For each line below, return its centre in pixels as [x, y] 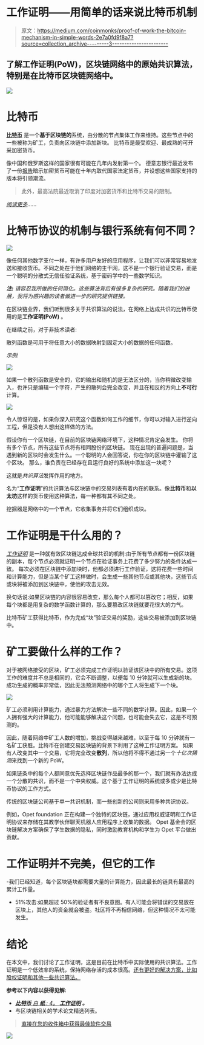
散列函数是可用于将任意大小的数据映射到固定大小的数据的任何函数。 [91, 342]
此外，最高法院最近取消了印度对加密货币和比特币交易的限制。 [98, 191]
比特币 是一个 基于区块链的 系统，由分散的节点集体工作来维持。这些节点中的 [100, 135]
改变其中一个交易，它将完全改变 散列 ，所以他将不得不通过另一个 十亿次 [104, 753]
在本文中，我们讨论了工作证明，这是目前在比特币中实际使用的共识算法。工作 [102, 962]
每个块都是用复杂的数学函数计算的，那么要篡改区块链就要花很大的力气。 [96, 604]
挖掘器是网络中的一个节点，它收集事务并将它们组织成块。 [78, 509]
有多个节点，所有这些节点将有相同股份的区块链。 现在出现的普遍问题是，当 [100, 447]
